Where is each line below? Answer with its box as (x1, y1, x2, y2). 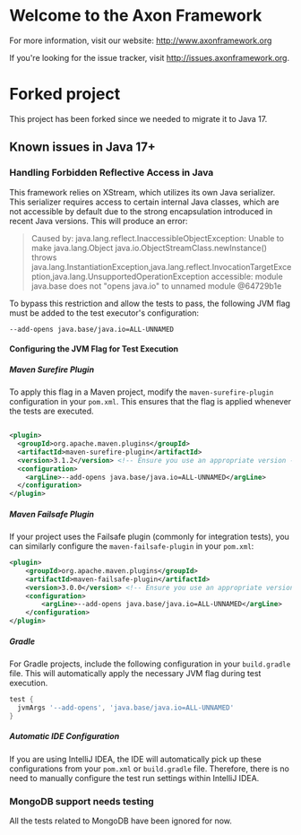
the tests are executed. (9, 405, 94, 417)
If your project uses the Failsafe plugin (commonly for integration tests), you (9, 531, 289, 543)
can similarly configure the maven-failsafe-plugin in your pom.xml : (9, 541, 254, 552)
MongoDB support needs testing (9, 795, 154, 807)
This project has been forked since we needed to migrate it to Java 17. (9, 113, 268, 124)
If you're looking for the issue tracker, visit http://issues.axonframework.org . (9, 52, 289, 63)
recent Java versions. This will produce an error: (9, 215, 188, 226)
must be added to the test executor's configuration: (9, 307, 200, 318)
